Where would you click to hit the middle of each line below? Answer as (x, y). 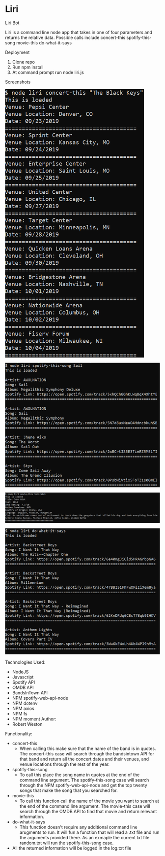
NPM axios (23, 709)
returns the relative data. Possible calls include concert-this (65, 37)
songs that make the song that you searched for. (69, 790)
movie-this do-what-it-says (44, 42)
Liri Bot (12, 23)
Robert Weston (27, 724)
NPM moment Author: (34, 719)
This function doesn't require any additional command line (78, 827)
